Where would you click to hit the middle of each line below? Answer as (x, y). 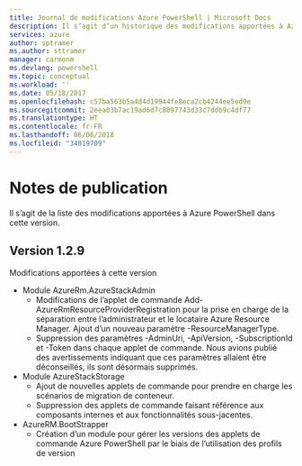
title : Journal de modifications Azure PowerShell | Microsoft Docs (140, 18)
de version (55, 452)
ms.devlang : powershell (54, 69)
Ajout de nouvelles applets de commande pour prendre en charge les (164, 386)
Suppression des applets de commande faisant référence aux (150, 405)
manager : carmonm (42, 59)
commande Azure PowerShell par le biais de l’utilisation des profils (159, 443)
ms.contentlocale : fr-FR (56, 127)
